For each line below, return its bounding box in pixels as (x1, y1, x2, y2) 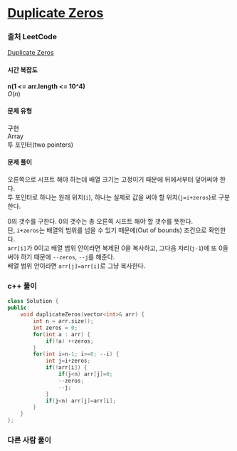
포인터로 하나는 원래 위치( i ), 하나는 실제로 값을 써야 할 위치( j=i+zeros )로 (14, 193, 217, 202)
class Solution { (7, 298, 59, 305)
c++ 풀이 (7, 281, 37, 291)
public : (7, 304, 31, 311)
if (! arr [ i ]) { (45, 364, 88, 371)
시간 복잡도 (7, 66, 38, 74)
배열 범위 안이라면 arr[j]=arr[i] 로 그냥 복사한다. (7, 261, 146, 270)
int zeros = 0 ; (33, 324, 78, 331)
